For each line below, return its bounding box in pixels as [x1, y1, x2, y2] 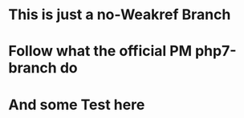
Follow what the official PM [8, 42, 193, 61]
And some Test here [8, 96, 145, 113]
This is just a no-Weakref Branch [8, 6, 231, 24]
